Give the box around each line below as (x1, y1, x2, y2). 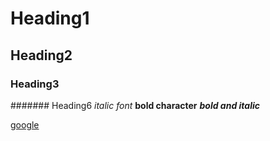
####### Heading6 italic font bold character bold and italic (10, 99, 261, 111)
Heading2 (10, 47, 73, 64)
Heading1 (10, 7, 90, 30)
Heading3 (10, 77, 60, 91)
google (10, 118, 40, 131)
